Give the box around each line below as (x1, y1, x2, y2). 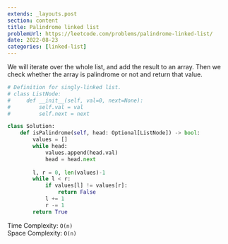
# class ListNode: (7, 90, 61, 98)
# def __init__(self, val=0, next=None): (7, 97, 143, 104)
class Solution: (7, 123, 55, 130)
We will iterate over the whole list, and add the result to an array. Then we (7, 63, 221, 71)
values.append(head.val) (44, 149, 119, 156)
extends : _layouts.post (7, 10, 78, 18)
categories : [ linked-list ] (7, 43, 87, 50)
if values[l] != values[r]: (44, 182, 128, 190)
